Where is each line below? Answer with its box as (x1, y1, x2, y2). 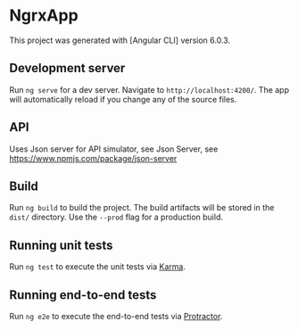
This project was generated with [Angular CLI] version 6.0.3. (9, 35, 230, 45)
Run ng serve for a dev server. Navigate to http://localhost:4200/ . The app (9, 84, 290, 95)
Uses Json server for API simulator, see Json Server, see (9, 144, 219, 154)
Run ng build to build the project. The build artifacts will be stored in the (9, 202, 275, 213)
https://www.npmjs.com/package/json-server (9, 153, 178, 163)
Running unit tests (9, 237, 113, 252)
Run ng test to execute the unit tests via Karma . (9, 261, 186, 272)
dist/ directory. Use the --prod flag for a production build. (9, 211, 223, 223)
